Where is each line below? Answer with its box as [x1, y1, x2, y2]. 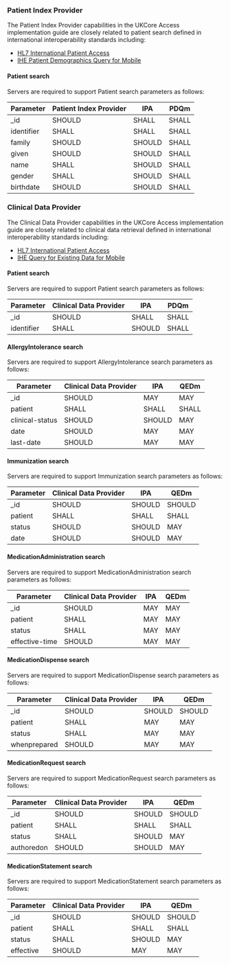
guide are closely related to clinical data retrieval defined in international [7, 225, 211, 233]
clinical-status [10, 415, 58, 425]
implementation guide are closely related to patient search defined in [7, 28, 202, 36]
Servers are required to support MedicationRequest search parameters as [7, 774, 216, 783]
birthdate [10, 182, 40, 192]
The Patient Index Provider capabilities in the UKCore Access [7, 21, 180, 30]
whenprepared [10, 739, 58, 749]
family [10, 137, 31, 147]
